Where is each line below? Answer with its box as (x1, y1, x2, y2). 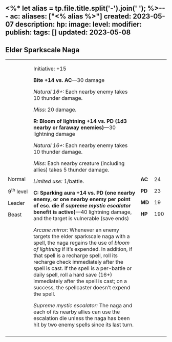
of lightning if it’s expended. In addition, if (33, 246, 133, 253)
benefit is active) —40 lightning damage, (33, 208, 132, 216)
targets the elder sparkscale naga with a (33, 233, 130, 240)
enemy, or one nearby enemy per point (33, 196, 131, 203)
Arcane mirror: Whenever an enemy (33, 226, 119, 233)
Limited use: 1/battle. (33, 178, 84, 185)
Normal (8, 175, 26, 182)
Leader (8, 199, 25, 206)
